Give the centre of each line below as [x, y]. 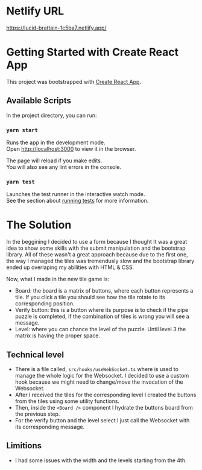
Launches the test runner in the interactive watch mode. [76, 194]
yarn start [22, 130]
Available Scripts [39, 101]
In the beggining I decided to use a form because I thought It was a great [97, 242]
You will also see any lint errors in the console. [64, 167]
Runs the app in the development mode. [56, 142]
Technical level [35, 354]
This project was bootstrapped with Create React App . [74, 81]
